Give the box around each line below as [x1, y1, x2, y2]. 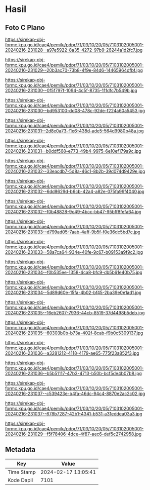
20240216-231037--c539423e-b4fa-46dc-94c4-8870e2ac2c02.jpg [5, 391, 145, 396]
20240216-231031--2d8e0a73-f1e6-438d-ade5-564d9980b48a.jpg [5, 128, 144, 134]
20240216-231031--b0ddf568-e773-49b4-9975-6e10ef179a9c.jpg [5, 148, 142, 154]
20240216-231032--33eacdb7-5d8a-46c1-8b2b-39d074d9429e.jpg [5, 168, 145, 174]
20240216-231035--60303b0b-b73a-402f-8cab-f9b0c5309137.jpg [5, 330, 144, 336]
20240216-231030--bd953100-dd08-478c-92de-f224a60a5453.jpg [5, 108, 145, 113]
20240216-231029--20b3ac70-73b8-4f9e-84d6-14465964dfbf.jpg [5, 67, 143, 73]
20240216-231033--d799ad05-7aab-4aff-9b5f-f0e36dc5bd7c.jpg [5, 229, 141, 235]
